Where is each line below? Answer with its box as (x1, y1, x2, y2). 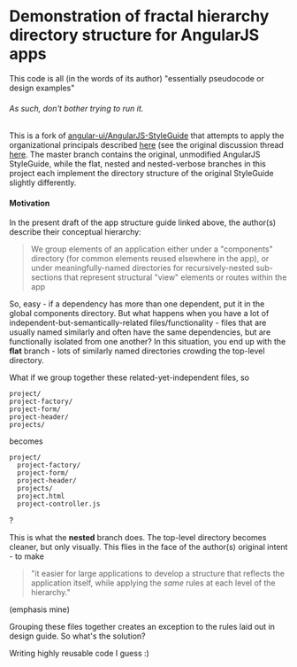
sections (30, 272, 63, 283)
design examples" (9, 82, 75, 93)
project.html (17, 492, 65, 501)
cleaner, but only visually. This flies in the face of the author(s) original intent (9, 542, 288, 553)
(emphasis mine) (9, 604, 71, 615)
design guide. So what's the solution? (9, 631, 146, 641)
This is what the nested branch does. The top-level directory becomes (9, 532, 267, 543)
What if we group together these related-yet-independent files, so (9, 372, 250, 383)
